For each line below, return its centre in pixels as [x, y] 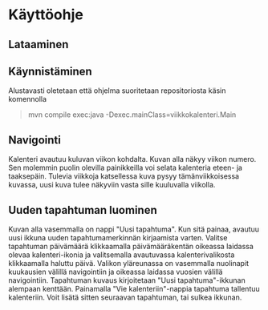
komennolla [27, 99]
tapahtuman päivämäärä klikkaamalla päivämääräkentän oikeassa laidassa [131, 247]
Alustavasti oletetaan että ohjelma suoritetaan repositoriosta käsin [117, 91]
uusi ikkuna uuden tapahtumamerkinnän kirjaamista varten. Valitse [118, 238]
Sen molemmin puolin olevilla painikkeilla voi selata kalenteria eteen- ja [126, 168]
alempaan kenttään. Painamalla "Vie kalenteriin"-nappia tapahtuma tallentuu [134, 289]
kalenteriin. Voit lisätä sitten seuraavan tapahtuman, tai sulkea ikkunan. [125, 297]
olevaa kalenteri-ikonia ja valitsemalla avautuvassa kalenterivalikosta [122, 255]
